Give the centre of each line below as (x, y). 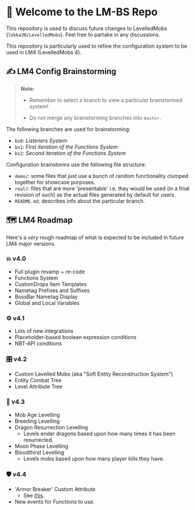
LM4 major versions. (31, 243)
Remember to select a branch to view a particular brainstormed (106, 100)
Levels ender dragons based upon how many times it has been (99, 433)
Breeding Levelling (37, 421)
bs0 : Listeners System (41, 140)
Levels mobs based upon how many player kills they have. (94, 458)
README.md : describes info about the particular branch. (80, 201)
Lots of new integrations (44, 331)
